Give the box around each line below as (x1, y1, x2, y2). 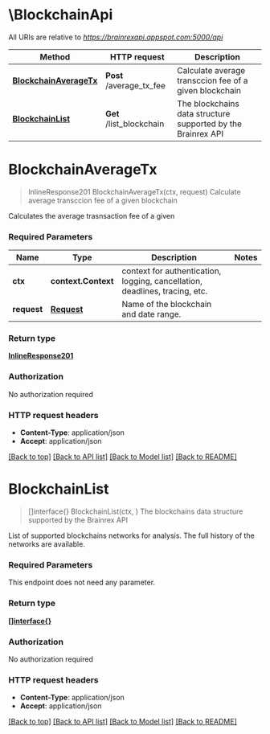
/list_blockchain (105, 118, 165, 129)
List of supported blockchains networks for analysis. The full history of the (8, 531, 255, 540)
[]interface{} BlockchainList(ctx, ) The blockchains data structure (27, 506, 243, 516)
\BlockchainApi (8, 6, 113, 24)
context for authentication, (121, 265, 222, 277)
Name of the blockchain (121, 299, 212, 310)
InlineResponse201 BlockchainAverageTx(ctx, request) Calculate (27, 187, 241, 196)
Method (39, 51, 71, 62)
